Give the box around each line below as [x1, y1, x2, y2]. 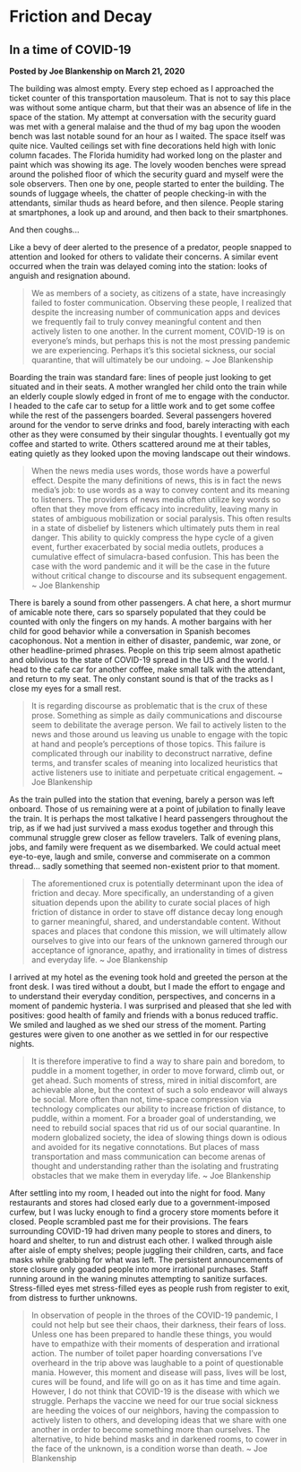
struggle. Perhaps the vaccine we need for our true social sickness [30, 1396, 279, 1406]
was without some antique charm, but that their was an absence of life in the [9, 102, 292, 113]
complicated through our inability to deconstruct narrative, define [30, 748, 273, 759]
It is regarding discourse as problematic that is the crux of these [30, 701, 268, 710]
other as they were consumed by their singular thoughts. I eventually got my [9, 429, 290, 440]
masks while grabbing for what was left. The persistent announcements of [9, 1254, 284, 1265]
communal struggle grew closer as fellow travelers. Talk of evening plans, [9, 832, 281, 842]
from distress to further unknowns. [9, 1293, 138, 1302]
